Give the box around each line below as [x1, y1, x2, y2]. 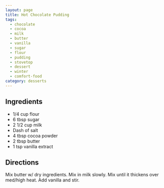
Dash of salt [12, 127, 38, 133]
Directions [5, 158, 39, 167]
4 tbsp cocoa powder [12, 132, 58, 139]
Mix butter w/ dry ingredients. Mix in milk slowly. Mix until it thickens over [5, 172, 159, 178]
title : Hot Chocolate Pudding [5, 12, 70, 17]
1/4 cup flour [12, 111, 40, 117]
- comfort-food [10, 74, 42, 79]
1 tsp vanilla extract [12, 143, 53, 149]
